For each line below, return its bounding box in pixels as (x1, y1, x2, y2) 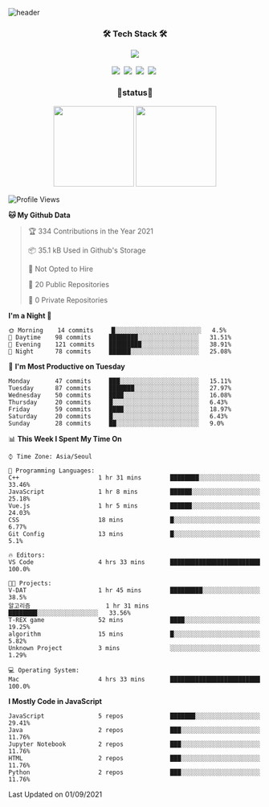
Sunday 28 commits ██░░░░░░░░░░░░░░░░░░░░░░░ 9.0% (8, 419, 225, 427)
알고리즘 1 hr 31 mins (8, 602, 149, 610)
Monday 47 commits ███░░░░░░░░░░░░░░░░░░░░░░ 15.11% (8, 377, 231, 385)
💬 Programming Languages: (8, 467, 95, 475)
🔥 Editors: (8, 551, 46, 559)
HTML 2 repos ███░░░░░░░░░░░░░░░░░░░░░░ (8, 754, 261, 762)
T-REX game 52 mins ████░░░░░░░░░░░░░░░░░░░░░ (8, 616, 261, 624)
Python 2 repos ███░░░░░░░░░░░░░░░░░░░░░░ (8, 768, 261, 776)
